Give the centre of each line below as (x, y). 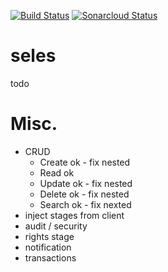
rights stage (49, 236)
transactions (50, 257)
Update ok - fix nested (86, 183)
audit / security (56, 226)
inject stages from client (74, 215)
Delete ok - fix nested (84, 194)
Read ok (57, 172)
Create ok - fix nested (85, 162)
